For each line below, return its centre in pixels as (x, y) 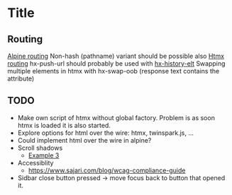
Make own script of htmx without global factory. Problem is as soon (116, 117)
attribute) (21, 78)
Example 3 (44, 155)
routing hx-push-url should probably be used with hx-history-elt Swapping (116, 64)
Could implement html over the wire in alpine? (84, 140)
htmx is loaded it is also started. (64, 125)
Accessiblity (35, 162)
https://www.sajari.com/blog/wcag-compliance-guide (107, 170)
